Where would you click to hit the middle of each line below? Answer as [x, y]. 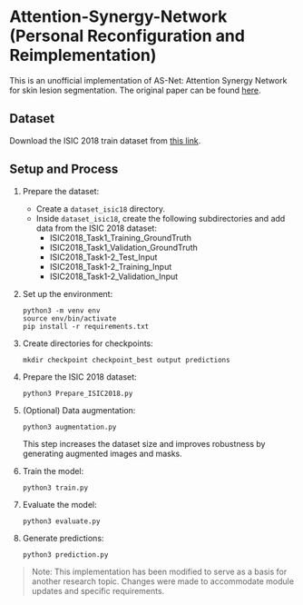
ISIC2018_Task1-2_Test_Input [103, 257]
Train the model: [53, 471]
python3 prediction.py [65, 555]
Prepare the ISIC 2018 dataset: [80, 377]
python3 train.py [55, 488]
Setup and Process [64, 169]
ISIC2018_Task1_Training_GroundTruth [121, 237]
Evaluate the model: [59, 504]
